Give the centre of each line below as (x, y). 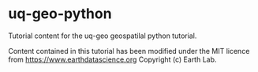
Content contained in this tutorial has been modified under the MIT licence (129, 51)
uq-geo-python (60, 14)
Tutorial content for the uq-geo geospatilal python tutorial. (103, 36)
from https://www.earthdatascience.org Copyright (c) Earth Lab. (112, 59)
